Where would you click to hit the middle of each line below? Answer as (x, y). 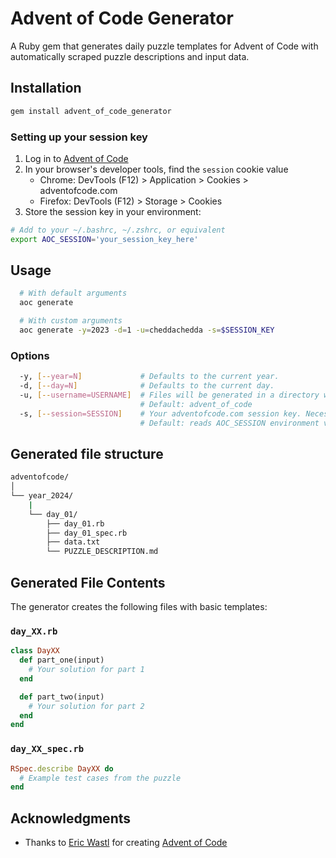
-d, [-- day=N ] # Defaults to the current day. (147, 386)
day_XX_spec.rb (47, 749)
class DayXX (35, 651)
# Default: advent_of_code (196, 404)
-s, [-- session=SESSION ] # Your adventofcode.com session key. (160, 413)
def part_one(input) (62, 660)
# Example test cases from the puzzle (100, 778)
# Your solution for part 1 (86, 670)
